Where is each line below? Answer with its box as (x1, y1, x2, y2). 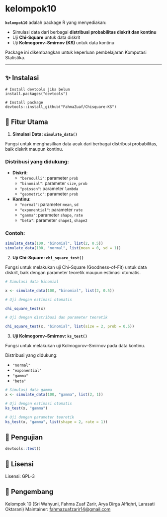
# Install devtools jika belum (5, 87, 70, 92)
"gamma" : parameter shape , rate (19, 212, 83, 218)
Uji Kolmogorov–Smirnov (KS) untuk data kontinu (12, 39, 115, 45)
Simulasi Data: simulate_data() (12, 131, 78, 137)
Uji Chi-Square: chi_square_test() (12, 254, 84, 260)
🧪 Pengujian (5, 433, 43, 441)
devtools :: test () (5, 446, 41, 451)
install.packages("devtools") (5, 91, 68, 96)
